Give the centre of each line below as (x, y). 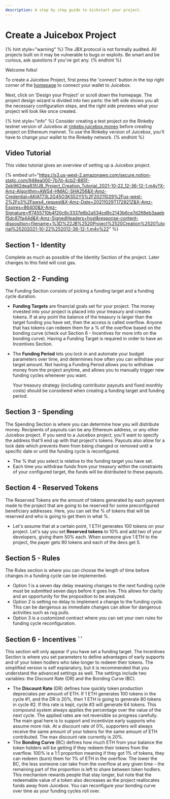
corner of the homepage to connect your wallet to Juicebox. (68, 85)
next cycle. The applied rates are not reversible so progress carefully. (85, 715)
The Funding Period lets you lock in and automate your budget (78, 354)
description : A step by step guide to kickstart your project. (74, 10)
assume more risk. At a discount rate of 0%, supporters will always (83, 726)
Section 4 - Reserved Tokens (52, 488)
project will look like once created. (41, 111)
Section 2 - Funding (37, 279)
